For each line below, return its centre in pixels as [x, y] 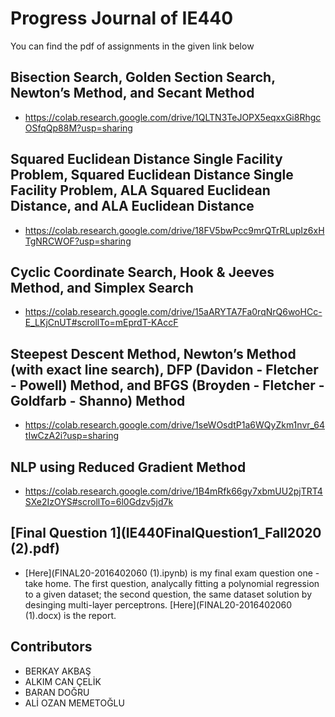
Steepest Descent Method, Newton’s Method [153, 353]
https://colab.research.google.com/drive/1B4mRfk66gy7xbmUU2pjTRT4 [173, 491]
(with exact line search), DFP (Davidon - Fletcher [164, 369]
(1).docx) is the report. [70, 615]
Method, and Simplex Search [102, 287]
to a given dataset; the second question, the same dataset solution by [168, 594]
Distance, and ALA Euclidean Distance [132, 206]
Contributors [51, 647]
